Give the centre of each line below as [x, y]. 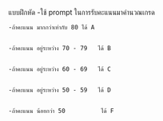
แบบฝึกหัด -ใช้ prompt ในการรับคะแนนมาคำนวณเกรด [82, 12]
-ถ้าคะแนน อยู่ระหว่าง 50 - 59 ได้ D [60, 90]
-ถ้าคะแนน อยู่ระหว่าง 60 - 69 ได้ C [60, 69]
